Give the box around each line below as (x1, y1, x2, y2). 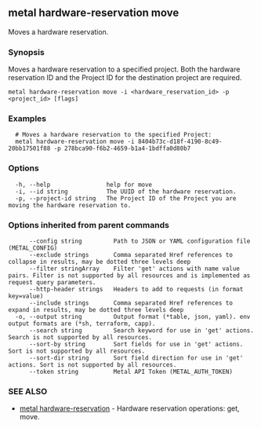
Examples (8, 113, 47, 124)
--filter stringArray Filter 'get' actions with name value (28, 265, 241, 273)
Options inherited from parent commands (8, 219, 170, 230)
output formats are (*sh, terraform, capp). (8, 320, 156, 327)
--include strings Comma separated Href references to (28, 299, 234, 307)
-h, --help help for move (15, 181, 153, 188)
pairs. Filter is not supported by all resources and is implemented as (8, 272, 251, 280)
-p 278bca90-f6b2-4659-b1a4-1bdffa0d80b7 (53, 144, 191, 152)
